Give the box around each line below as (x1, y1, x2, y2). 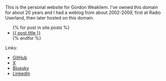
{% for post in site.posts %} (12, 24, 70, 30)
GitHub (12, 54, 27, 60)
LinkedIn (12, 70, 30, 76)
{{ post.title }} (12, 30, 41, 35)
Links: (5, 45, 17, 50)
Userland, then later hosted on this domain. (5, 15, 94, 20)
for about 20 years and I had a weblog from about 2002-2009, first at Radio (5, 9, 161, 15)
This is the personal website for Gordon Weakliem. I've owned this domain (5, 4, 158, 10)
